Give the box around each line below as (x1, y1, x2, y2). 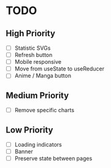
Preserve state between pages (14, 155, 93, 162)
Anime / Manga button (14, 72, 72, 80)
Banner (14, 148, 33, 155)
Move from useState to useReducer (14, 65, 105, 72)
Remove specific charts (14, 107, 75, 114)
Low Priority (6, 124, 53, 135)
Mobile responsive (14, 58, 62, 66)
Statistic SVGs (14, 44, 51, 52)
